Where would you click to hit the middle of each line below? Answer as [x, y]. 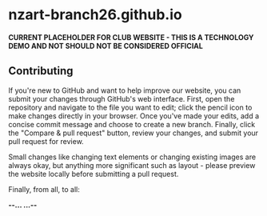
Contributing [41, 71]
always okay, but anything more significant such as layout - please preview [132, 165]
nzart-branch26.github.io [95, 15]
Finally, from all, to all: [44, 189]
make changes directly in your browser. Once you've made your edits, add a [134, 116]
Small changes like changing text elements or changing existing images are [132, 157]
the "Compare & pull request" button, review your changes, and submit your [133, 133]
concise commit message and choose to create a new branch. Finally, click [132, 124]
